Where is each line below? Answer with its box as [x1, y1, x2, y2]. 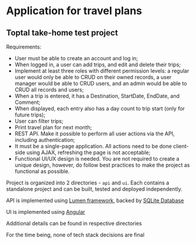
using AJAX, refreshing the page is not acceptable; [26, 149, 151, 156]
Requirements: [6, 43, 41, 50]
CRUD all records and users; [14, 86, 84, 93]
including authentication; [14, 136, 76, 143]
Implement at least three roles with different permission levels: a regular [14, 67, 190, 74]
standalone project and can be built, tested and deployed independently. [6, 186, 183, 193]
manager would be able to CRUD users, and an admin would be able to [14, 80, 187, 87]
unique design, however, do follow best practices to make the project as [14, 161, 190, 168]
